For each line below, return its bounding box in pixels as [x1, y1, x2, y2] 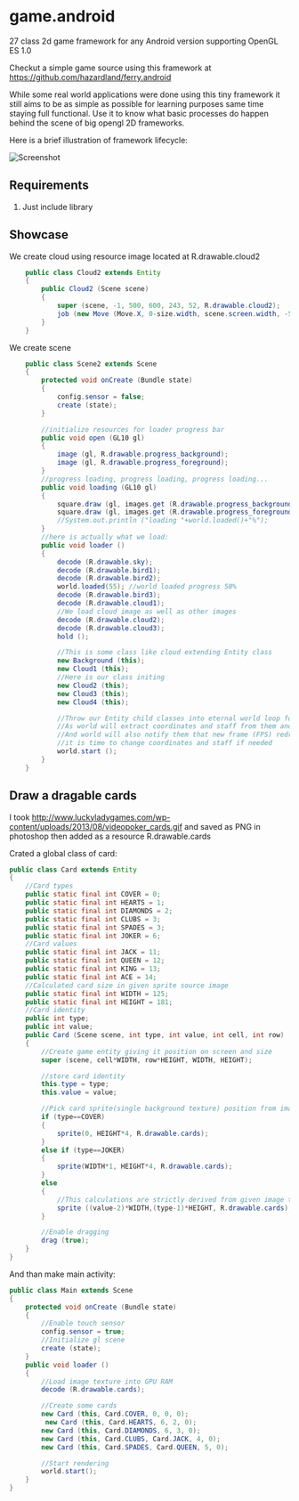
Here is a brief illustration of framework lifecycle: [9, 134, 189, 145]
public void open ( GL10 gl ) [41, 434, 145, 442]
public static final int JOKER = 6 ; [25, 931, 162, 940]
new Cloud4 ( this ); [56, 697, 129, 707]
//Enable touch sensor [41, 1319, 125, 1328]
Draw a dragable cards [9, 788, 137, 803]
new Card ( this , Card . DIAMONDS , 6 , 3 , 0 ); [41, 1426, 201, 1435]
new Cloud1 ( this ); [56, 665, 129, 674]
